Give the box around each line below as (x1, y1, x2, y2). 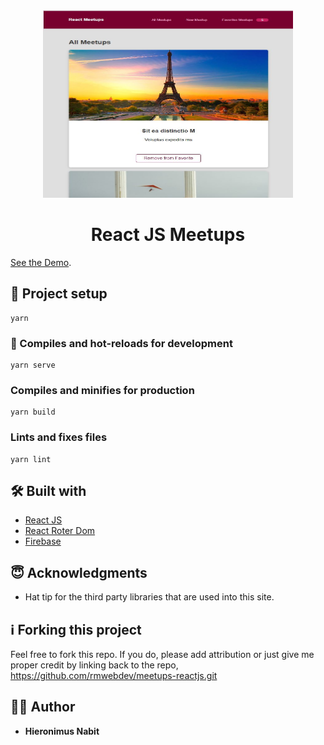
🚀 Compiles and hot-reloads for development (10, 336, 233, 350)
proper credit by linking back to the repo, (10, 659, 179, 671)
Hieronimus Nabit (24, 725, 100, 737)
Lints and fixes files (10, 430, 108, 444)
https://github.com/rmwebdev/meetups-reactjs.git (10, 670, 218, 682)
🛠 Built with (10, 483, 87, 500)
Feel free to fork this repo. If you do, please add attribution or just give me (10, 649, 315, 661)
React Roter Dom (24, 525, 96, 537)
